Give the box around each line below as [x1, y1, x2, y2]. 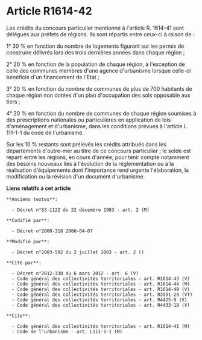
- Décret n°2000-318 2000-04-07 [11, 228, 93, 234]
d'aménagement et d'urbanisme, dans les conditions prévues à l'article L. [6, 122, 189, 129]
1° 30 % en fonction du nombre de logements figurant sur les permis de [6, 42, 185, 50]
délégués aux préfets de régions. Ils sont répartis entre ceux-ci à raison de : [6, 30, 195, 38]
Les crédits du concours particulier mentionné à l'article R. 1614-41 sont [6, 24, 184, 31]
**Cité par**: [6, 260, 42, 266]
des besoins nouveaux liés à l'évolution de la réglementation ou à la [6, 160, 174, 167]
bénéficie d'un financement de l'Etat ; [6, 73, 99, 80]
